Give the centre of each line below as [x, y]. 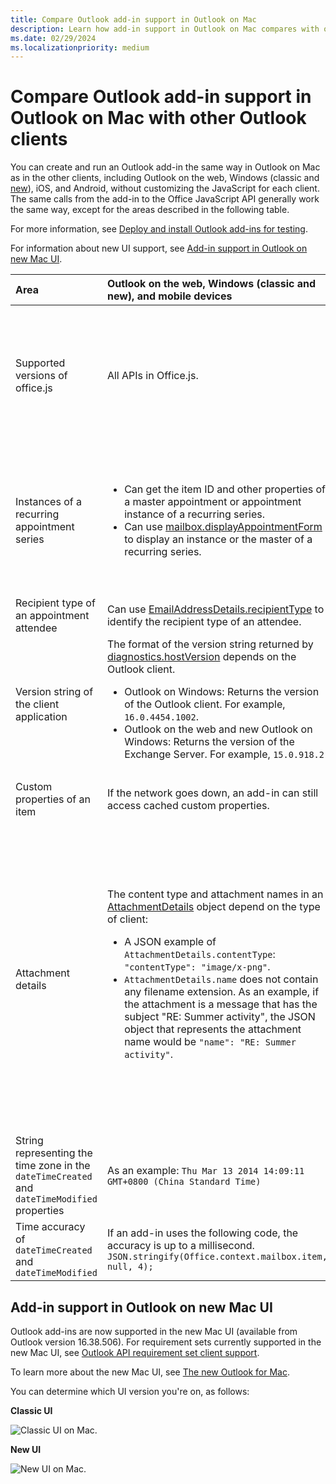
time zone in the [53, 1166]
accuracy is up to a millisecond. [180, 1246]
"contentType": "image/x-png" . [197, 967]
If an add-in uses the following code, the [202, 1233]
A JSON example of [170, 942]
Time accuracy [50, 1227]
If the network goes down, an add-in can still [212, 793]
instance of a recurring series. [194, 514]
